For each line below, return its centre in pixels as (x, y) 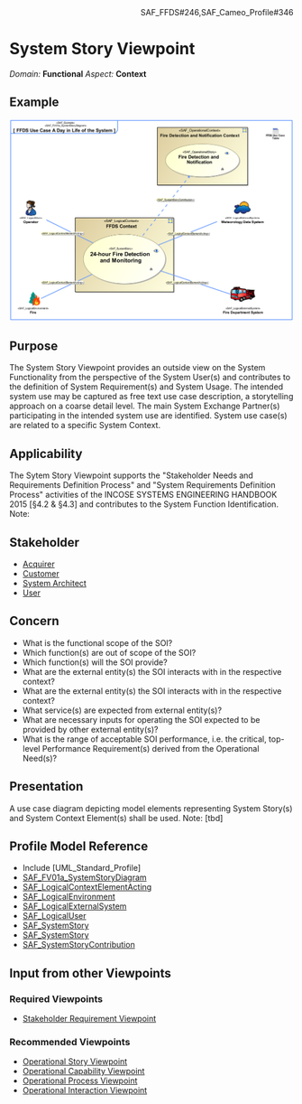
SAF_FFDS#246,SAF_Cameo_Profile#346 (217, 12)
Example (34, 103)
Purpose (34, 346)
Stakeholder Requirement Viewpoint (89, 1019)
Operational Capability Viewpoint (83, 1071)
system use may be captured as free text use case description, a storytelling (151, 397)
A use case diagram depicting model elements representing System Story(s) (151, 808)
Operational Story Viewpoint (75, 1062)
